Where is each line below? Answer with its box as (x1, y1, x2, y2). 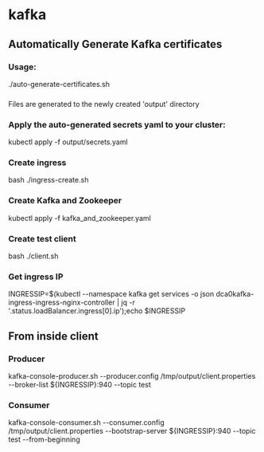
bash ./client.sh (8, 251, 59, 261)
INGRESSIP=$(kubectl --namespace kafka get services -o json (8, 289, 215, 299)
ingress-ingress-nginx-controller (8, 297, 115, 308)
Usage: (8, 61, 37, 73)
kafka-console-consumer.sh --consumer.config (8, 418, 165, 427)
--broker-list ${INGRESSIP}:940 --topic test (8, 379, 151, 389)
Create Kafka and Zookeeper (8, 195, 122, 206)
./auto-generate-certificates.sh (8, 79, 110, 88)
